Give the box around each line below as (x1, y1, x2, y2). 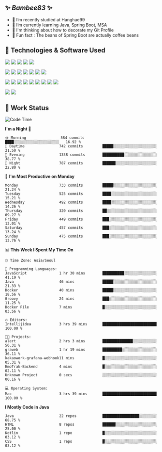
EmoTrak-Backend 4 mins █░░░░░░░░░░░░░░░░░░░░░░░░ (5, 364, 157, 369)
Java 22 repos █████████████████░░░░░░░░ (5, 414, 157, 419)
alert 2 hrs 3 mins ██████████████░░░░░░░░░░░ (5, 339, 157, 344)
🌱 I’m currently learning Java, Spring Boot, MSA (12, 22, 107, 28)
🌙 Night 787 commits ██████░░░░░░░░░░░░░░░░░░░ (5, 161, 157, 166)
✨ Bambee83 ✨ (5, 4, 53, 12)
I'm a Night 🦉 (5, 126, 31, 132)
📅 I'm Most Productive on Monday (5, 174, 75, 179)
